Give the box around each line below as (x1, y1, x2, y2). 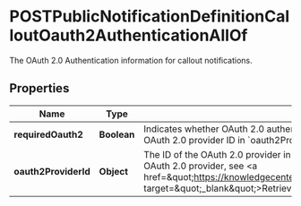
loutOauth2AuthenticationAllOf (9, 25, 248, 46)
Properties (9, 81, 70, 96)
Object (99, 165, 128, 177)
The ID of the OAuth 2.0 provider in (142, 148, 291, 160)
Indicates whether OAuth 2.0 (142, 123, 265, 135)
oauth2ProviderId (13, 165, 91, 177)
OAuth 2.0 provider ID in (142, 133, 245, 146)
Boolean (99, 128, 135, 141)
